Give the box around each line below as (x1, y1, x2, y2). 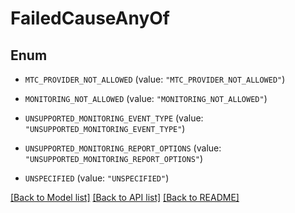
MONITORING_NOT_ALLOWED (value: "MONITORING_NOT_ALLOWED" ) (24, 93, 268, 104)
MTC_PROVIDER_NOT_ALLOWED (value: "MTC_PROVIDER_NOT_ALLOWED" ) (24, 73, 286, 85)
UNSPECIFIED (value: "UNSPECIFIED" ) (24, 172, 170, 184)
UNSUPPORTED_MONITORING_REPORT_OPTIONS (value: (24, 142, 222, 154)
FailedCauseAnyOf (10, 7, 170, 30)
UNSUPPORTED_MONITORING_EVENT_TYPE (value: (24, 112, 204, 124)
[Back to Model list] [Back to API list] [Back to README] (10, 192, 240, 203)
